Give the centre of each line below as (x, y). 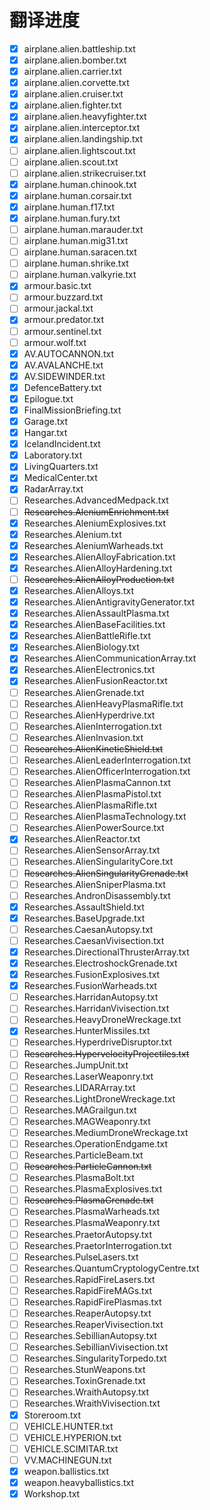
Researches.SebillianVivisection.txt (96, 1347)
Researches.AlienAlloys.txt (78, 590)
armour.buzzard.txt (63, 297)
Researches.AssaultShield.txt (84, 907)
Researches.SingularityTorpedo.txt (95, 1358)
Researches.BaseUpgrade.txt (84, 918)
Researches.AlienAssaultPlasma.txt (96, 613)
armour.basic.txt (57, 286)
